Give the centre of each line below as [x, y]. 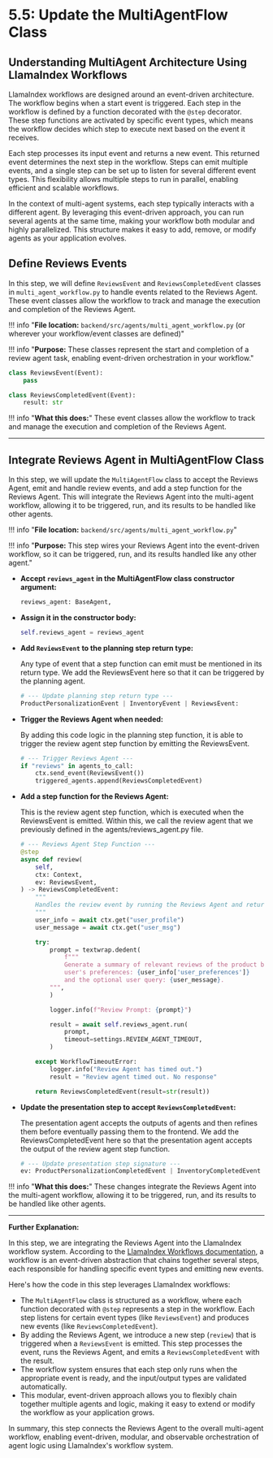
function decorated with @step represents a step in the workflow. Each [137, 1309]
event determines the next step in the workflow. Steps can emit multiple [128, 162]
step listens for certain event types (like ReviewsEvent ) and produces [134, 1317]
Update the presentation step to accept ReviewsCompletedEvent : [128, 1107]
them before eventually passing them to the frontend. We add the [130, 1131]
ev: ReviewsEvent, [66, 882]
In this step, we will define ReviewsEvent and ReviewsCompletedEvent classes [135, 283]
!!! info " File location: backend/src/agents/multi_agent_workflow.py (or [127, 325]
